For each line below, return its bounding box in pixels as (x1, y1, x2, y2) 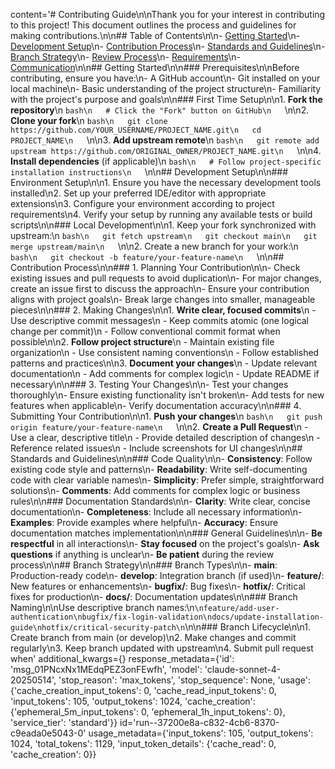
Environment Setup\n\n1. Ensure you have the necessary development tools (10, 177, 322, 188)
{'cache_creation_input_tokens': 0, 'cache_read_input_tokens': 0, (10, 685, 277, 696)
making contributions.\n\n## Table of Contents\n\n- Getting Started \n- (10, 30, 301, 41)
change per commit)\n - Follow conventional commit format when (10, 325, 281, 337)
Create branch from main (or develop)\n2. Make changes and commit (10, 632, 297, 643)
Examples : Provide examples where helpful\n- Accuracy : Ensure (10, 517, 279, 528)
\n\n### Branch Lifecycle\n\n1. (184, 621, 311, 633)
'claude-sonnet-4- (204, 664, 282, 675)
